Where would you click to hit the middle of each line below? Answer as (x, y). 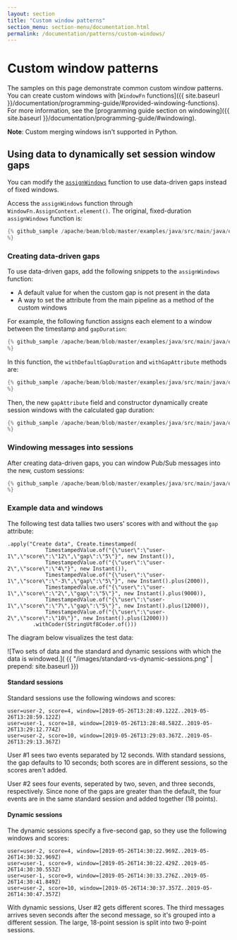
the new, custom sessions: (46, 470)
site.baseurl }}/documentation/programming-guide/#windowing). (102, 118)
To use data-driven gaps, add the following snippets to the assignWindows (114, 271)
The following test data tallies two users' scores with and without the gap (113, 523)
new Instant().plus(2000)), (169, 581)
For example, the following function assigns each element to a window (110, 322)
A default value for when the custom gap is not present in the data (114, 293)
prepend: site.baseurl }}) (43, 666)
